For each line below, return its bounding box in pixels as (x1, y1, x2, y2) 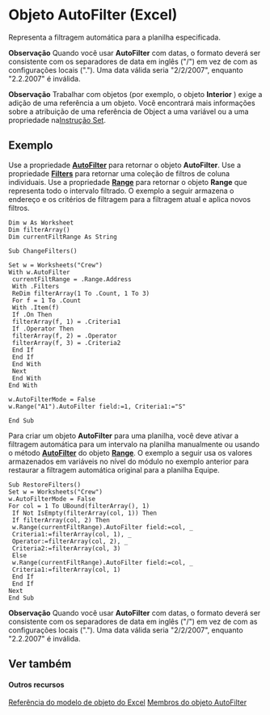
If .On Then (11, 310, 53, 318)
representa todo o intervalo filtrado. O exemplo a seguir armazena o (8, 186, 234, 196)
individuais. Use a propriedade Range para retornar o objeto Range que (8, 177, 248, 187)
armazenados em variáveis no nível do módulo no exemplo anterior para (8, 456, 249, 466)
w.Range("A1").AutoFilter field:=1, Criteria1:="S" (8, 402, 186, 410)
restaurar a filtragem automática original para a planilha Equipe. (8, 465, 220, 474)
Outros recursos (8, 679, 65, 689)
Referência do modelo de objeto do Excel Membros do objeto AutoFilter (8, 697, 247, 708)
